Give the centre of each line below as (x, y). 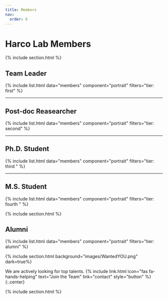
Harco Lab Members (48, 44)
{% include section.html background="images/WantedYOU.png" (71, 256)
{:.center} (15, 282)
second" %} (17, 128)
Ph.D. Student (27, 149)
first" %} (14, 91)
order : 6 (19, 19)
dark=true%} (18, 262)
